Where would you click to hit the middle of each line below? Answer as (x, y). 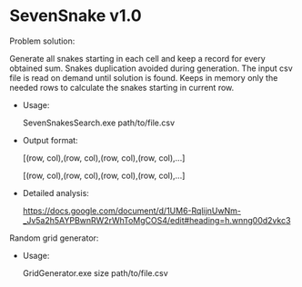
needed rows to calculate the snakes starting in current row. (122, 87)
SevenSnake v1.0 (76, 16)
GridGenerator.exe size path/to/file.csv (95, 272)
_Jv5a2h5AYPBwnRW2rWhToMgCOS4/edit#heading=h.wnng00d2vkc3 (156, 220)
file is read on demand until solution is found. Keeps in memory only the (144, 77)
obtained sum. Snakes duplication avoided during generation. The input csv (151, 68)
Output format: (50, 140)
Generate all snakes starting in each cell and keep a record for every (137, 58)
